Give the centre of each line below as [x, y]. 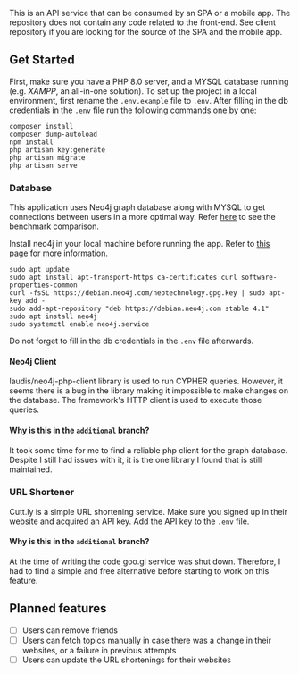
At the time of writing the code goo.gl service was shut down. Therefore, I [145, 561]
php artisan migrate [48, 157]
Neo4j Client [33, 361]
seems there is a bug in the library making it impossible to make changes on [149, 391]
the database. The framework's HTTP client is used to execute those [136, 400]
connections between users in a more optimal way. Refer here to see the [142, 217]
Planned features [58, 608]
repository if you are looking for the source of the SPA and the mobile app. [146, 32]
